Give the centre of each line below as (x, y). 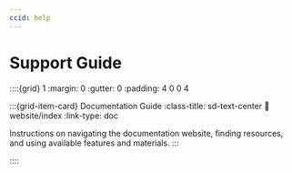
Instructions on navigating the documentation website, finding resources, (146, 133)
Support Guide (66, 62)
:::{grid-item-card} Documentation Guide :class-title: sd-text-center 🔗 (140, 106)
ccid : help (30, 18)
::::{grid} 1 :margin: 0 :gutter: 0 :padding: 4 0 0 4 (99, 88)
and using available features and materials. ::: (94, 143)
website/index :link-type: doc (64, 116)
